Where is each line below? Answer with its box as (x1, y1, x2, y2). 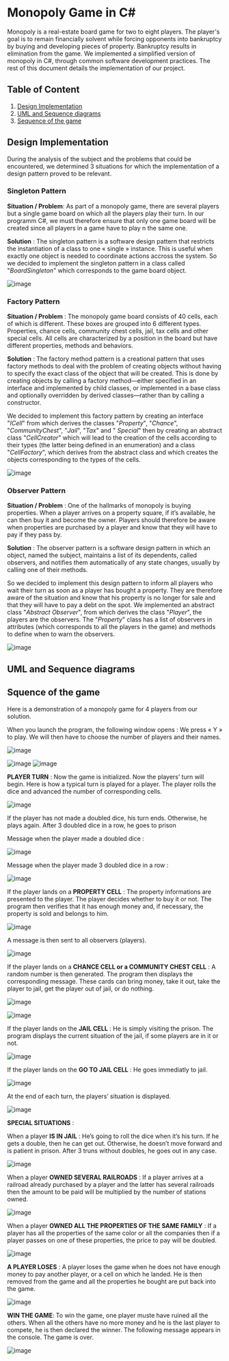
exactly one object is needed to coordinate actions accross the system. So (7, 252, 217, 260)
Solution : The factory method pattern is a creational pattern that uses (7, 355, 205, 363)
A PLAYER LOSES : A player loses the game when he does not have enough (7, 1262, 221, 1270)
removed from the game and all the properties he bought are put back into (7, 1277, 217, 1286)
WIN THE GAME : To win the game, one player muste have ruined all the (7, 1311, 208, 1319)
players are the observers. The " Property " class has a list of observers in (7, 615, 213, 624)
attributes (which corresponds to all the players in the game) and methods (7, 623, 216, 631)
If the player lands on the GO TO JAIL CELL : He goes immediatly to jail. (7, 1065, 208, 1074)
